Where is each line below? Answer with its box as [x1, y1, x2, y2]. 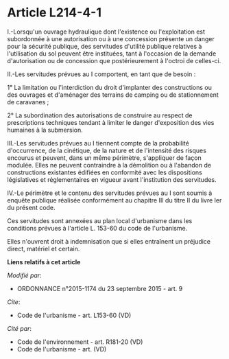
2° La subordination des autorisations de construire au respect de [7, 111, 193, 119]
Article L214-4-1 [7, 5, 101, 21]
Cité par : [7, 324, 32, 332]
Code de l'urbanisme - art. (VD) [16, 345, 107, 353]
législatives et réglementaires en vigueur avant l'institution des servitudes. [7, 175, 217, 183]
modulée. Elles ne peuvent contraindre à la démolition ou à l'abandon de [7, 161, 211, 169]
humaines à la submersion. [7, 126, 84, 134]
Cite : [7, 297, 21, 306]
